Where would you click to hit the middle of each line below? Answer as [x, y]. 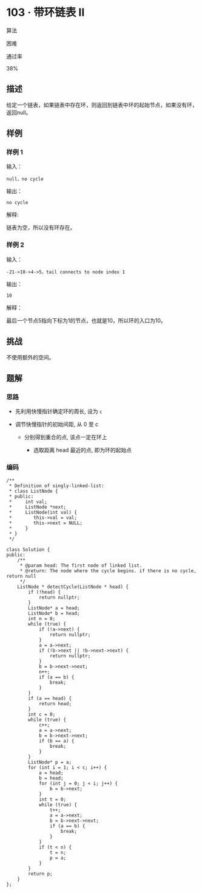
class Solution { [28, 549]
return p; [40, 874]
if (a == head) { [50, 698]
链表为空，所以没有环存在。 [41, 228]
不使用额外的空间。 [30, 357]
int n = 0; [42, 618]
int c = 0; [42, 714]
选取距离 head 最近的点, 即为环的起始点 [82, 450]
